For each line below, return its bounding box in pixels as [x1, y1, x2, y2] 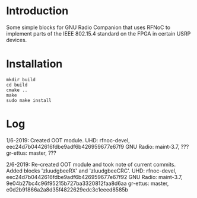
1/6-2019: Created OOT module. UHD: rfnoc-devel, [6, 136, 130, 143]
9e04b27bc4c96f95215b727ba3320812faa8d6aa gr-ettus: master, [6, 180, 169, 187]
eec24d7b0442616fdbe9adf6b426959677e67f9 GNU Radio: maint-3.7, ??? [6, 143, 189, 150]
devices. [6, 36, 27, 43]
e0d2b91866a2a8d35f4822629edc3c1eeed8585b [6, 186, 129, 193]
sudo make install [6, 97, 52, 103]
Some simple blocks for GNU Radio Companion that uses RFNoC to [6, 24, 171, 31]
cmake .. [6, 87, 28, 93]
